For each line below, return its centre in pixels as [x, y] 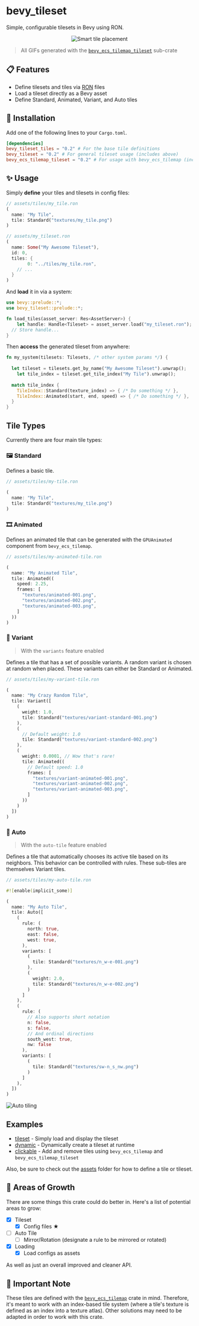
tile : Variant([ [31, 701]
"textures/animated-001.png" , [59, 595]
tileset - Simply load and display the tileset [66, 1138]
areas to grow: [24, 1208]
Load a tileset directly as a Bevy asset [61, 93]
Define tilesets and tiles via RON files [60, 87]
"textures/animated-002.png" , [59, 601]
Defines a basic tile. [30, 471]
